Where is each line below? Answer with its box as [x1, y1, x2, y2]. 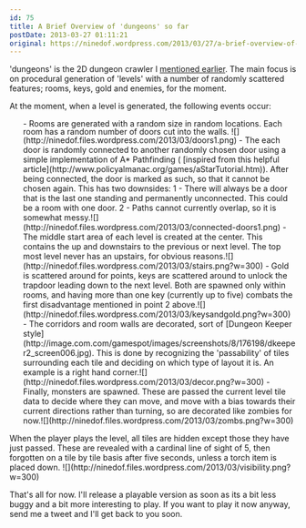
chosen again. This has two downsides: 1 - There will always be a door [22, 183, 289, 194]
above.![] [171, 300, 207, 310]
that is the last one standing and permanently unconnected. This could [22, 193, 289, 204]
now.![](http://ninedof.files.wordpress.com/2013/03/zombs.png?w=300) [22, 415, 294, 426]
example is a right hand [22, 367, 111, 378]
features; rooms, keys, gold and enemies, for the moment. [9, 83, 228, 94]
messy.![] [63, 212, 99, 223]
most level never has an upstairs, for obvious [22, 251, 191, 262]
